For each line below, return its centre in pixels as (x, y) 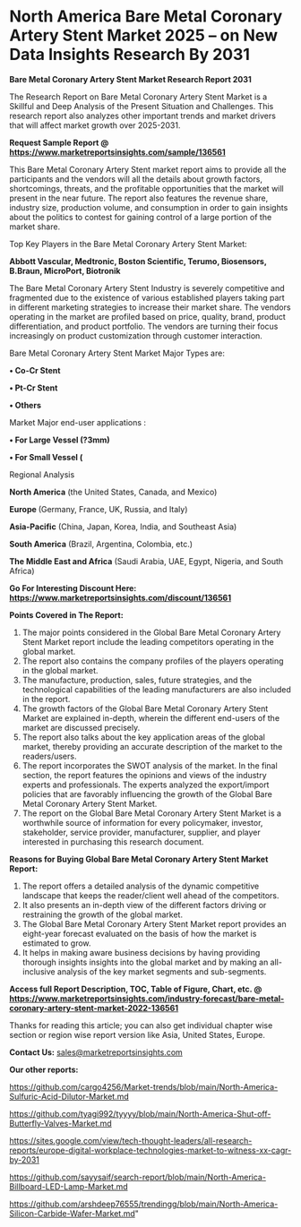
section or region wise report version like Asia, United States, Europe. (138, 1034)
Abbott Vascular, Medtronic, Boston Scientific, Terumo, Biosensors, (138, 261)
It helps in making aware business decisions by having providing (141, 952)
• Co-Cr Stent (35, 370)
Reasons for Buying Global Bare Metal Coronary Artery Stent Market (139, 859)
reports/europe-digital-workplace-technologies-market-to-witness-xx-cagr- (150, 1150)
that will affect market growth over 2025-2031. (95, 125)
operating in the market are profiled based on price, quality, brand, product (148, 316)
